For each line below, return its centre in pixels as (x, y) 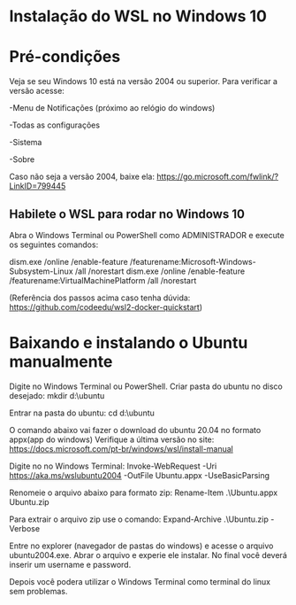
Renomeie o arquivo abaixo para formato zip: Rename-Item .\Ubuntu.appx (144, 493)
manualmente (61, 362)
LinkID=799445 (38, 186)
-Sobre (22, 159)
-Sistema (26, 143)
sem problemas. (38, 591)
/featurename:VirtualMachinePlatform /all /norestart (103, 280)
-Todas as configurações (54, 125)
